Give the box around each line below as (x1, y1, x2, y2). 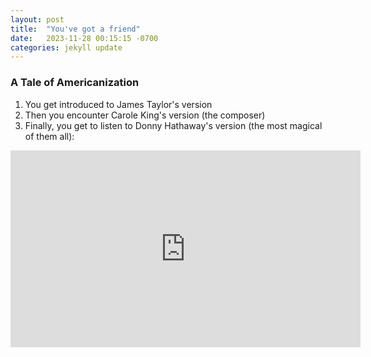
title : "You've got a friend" (10, 24, 141, 34)
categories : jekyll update (10, 42, 123, 53)
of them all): (24, 130, 75, 142)
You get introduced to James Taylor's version (24, 98, 213, 110)
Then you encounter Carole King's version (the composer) (24, 109, 266, 121)
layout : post (10, 14, 65, 25)
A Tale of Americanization (10, 76, 140, 90)
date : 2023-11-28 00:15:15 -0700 (10, 33, 159, 43)
